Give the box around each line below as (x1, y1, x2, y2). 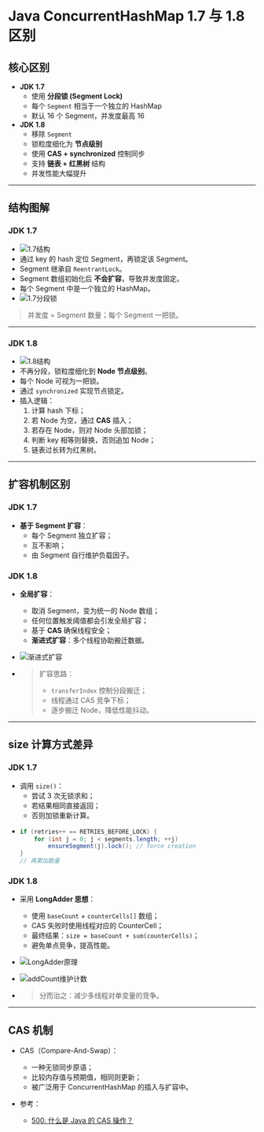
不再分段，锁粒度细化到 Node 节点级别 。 (19, 366, 152, 375)
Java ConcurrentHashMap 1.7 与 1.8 (8, 7, 245, 25)
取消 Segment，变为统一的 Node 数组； (31, 605, 160, 615)
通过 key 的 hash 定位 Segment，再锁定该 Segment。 (19, 253, 192, 264)
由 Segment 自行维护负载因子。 (31, 550, 134, 560)
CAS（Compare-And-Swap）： (19, 1046, 119, 1056)
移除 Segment (31, 129, 72, 139)
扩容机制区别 (8, 478, 71, 491)
